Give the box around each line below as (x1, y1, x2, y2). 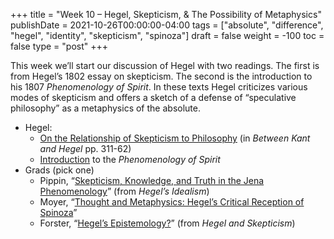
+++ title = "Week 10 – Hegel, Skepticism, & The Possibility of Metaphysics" (10, 9, 322, 20)
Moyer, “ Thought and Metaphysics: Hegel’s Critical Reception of (39, 196, 305, 208)
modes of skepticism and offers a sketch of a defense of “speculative (10, 92, 297, 103)
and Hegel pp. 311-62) (39, 143, 132, 154)
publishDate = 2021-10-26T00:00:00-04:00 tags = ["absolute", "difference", (10, 19, 324, 31)
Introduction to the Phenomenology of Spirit (39, 154, 221, 165)
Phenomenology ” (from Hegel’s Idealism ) (39, 185, 210, 197)
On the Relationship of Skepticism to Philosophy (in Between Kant (39, 132, 311, 144)
